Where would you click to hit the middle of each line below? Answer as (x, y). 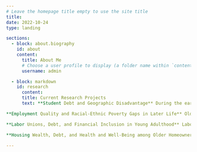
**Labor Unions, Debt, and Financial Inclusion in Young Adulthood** (93, 124)
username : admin (41, 71)
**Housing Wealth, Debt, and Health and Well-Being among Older (86, 135)
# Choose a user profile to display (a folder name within (95, 65)
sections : (18, 39)
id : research (33, 87)
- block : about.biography (43, 44)
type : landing (23, 28)
